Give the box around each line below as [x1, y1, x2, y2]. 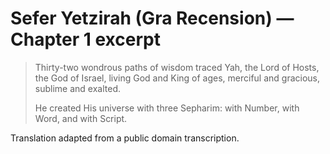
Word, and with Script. [34, 112, 128, 124]
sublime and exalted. [34, 82, 121, 94]
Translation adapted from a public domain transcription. [10, 132, 240, 144]
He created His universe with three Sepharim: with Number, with [34, 102, 300, 114]
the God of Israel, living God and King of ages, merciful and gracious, [34, 72, 321, 84]
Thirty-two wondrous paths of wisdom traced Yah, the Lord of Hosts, [34, 61, 320, 73]
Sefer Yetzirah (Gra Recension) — [10, 7, 295, 30]
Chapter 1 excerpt [10, 28, 161, 51]
